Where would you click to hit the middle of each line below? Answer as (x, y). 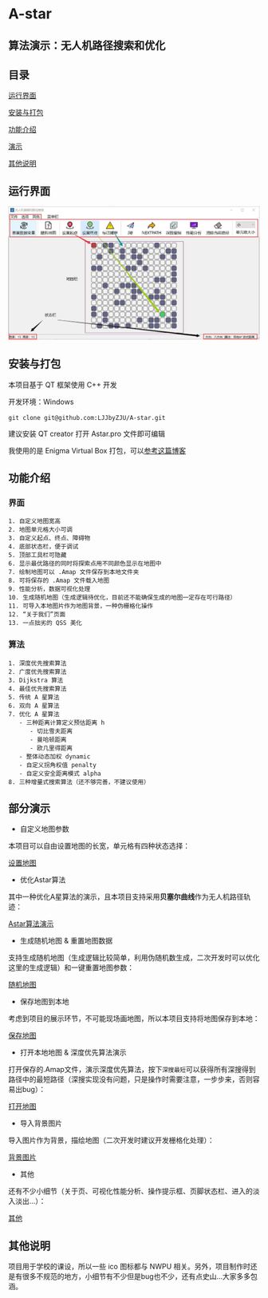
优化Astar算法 (43, 880)
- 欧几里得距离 (51, 748)
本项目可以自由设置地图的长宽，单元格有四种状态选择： (99, 846)
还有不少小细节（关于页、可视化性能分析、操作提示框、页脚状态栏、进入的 (130, 1191)
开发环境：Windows (41, 402)
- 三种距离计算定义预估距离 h (62, 722)
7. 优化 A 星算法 (34, 714)
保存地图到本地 (44, 1002)
